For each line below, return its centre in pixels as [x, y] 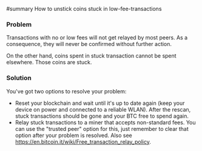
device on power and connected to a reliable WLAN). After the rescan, [103, 109]
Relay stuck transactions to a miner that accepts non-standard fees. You [105, 122]
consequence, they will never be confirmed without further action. [89, 44]
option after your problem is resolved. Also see [73, 135]
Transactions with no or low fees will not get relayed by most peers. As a [97, 38]
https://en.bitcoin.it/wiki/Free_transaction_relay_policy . [83, 141]
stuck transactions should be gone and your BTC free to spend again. [102, 116]
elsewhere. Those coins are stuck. [49, 62]
